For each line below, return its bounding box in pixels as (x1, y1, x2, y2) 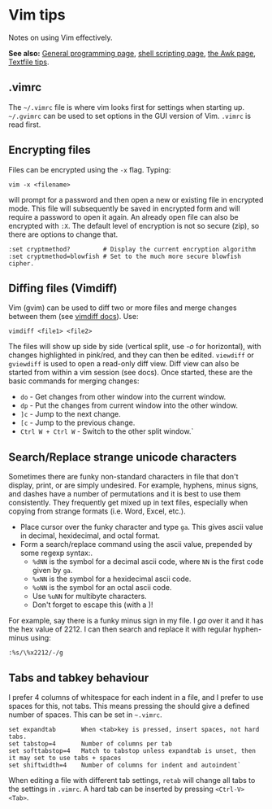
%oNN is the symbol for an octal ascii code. (32, 583, 172, 593)
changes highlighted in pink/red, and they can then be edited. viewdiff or (8, 350, 254, 360)
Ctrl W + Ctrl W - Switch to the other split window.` (19, 426, 194, 436)
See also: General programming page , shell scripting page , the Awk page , (8, 48, 256, 58)
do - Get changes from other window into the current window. (19, 392, 227, 402)
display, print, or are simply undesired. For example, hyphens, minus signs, (8, 480, 258, 490)
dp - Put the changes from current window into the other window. (19, 400, 238, 410)
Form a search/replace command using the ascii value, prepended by (19, 540, 253, 549)
